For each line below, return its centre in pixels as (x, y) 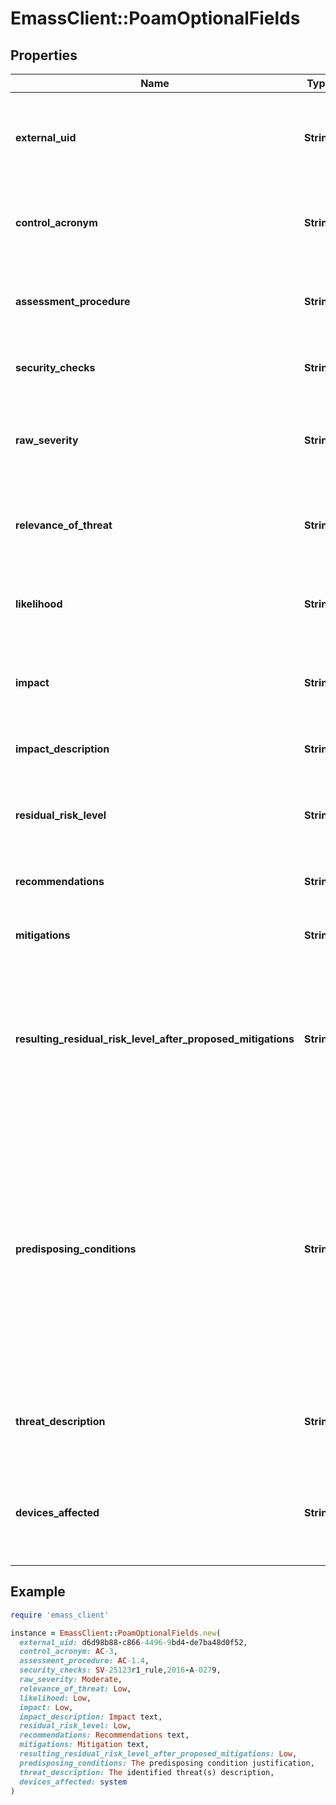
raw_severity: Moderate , (71, 1680)
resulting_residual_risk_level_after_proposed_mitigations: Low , (158, 1754)
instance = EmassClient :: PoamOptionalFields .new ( (116, 1633)
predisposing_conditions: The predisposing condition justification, (167, 1763)
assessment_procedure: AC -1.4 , (84, 1661)
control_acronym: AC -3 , (68, 1652)
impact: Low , (46, 1707)
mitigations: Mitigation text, (84, 1745)
